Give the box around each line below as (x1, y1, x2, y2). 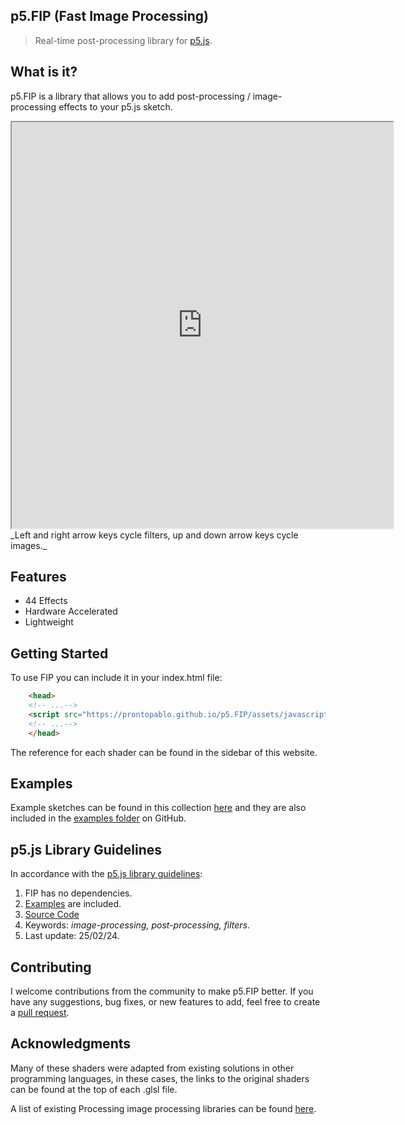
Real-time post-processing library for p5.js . (34, 34, 213, 46)
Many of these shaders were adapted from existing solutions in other (10, 1062, 295, 1074)
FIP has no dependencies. (24, 887, 133, 899)
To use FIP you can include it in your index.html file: (10, 672, 223, 684)
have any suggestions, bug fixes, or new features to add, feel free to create (10, 996, 321, 1008)
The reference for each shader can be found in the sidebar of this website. (10, 746, 318, 758)
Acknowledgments (10, 1035, 132, 1053)
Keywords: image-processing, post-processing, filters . (24, 919, 251, 931)
